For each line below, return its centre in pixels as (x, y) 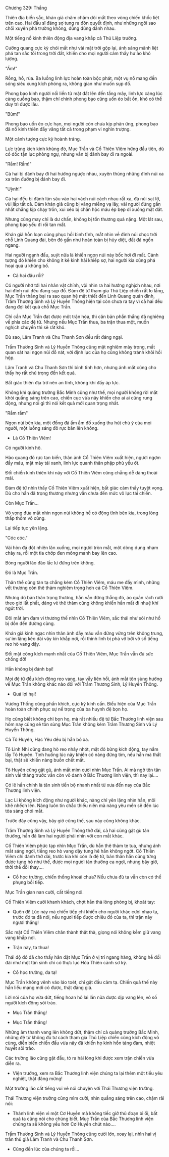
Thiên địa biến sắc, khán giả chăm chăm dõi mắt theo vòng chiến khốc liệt (82, 17)
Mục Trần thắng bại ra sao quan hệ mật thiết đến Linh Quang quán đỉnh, (80, 296)
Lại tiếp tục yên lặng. (27, 528)
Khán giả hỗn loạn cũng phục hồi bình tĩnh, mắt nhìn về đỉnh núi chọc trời (81, 234)
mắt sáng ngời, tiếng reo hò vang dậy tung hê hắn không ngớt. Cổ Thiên (80, 851)
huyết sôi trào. (20, 1048)
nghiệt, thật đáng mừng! (38, 1079)
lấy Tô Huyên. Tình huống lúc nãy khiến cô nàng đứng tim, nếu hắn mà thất (83, 754)
